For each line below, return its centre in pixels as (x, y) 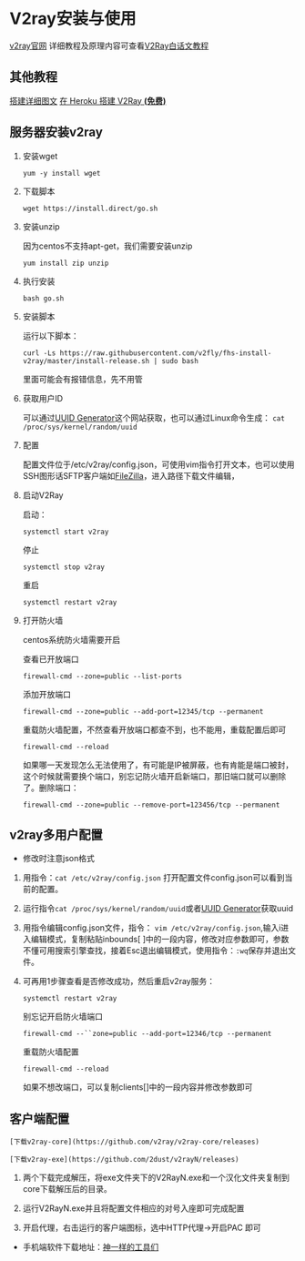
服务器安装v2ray (56, 132)
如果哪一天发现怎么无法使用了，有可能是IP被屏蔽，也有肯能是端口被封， (158, 765)
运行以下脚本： (51, 336)
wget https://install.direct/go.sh (90, 208)
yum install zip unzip (66, 263)
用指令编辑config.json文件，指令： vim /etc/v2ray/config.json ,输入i (152, 928)
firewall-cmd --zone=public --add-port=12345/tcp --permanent (143, 711)
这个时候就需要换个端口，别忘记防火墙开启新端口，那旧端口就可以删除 (154, 776)
